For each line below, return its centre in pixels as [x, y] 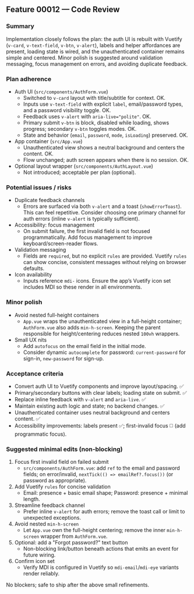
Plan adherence [29, 79]
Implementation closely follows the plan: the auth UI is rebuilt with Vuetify [94, 39]
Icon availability [33, 275]
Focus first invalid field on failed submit [61, 462]
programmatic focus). [40, 434]
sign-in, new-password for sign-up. [64, 358]
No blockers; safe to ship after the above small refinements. [78, 585]
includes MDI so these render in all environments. [83, 287]
